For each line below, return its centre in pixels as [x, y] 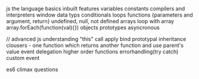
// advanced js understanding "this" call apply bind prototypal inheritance [96, 39]
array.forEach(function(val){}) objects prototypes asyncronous [83, 27]
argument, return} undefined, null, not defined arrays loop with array [90, 21]
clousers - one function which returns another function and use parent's [95, 45]
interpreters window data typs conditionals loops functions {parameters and [100, 15]
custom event [23, 58]
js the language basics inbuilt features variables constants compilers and [96, 9]
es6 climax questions [32, 69]
